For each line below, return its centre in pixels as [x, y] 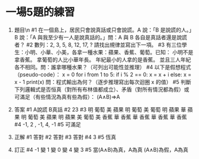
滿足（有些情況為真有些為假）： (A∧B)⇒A [70, 96]
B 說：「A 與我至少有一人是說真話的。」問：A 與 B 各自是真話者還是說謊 [101, 37]
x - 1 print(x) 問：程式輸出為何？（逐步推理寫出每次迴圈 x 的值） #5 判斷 [102, 82]
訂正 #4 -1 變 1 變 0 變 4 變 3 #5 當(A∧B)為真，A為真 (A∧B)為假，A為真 [101, 149]
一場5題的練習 [40, 12]
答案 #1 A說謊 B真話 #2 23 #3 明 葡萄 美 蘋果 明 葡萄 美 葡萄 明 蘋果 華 [100, 109]
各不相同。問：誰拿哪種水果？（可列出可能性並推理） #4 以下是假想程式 [102, 67]
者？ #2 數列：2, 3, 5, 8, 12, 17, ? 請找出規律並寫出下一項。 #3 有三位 [98, 45]
